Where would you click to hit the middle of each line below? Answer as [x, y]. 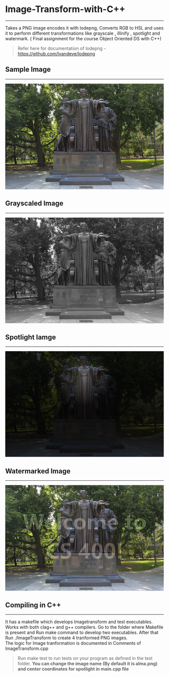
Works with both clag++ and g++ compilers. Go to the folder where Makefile [84, 627]
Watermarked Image [38, 471]
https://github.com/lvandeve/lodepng [56, 53]
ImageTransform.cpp [27, 648]
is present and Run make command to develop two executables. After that [82, 632]
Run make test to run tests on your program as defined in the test [85, 658]
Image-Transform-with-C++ [65, 9]
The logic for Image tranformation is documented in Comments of [73, 643]
